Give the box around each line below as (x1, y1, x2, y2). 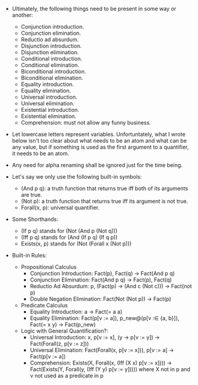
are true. (20, 191, 42, 198)
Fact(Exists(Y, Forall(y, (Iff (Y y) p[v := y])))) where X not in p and (29, 366, 191, 372)
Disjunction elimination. (20, 49, 79, 56)
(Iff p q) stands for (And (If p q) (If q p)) (20, 234, 118, 241)
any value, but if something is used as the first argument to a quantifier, (11, 144, 189, 150)
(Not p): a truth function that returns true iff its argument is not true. (20, 198, 188, 205)
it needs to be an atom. (11, 150, 69, 157)
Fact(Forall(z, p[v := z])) (29, 340, 89, 347)
